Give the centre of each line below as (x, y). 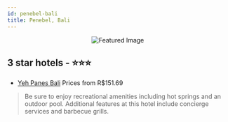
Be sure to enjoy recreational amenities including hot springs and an (123, 97)
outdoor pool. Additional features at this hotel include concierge (116, 104)
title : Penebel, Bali (39, 20)
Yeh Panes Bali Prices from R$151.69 (70, 83)
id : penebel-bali (33, 14)
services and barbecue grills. (66, 112)
